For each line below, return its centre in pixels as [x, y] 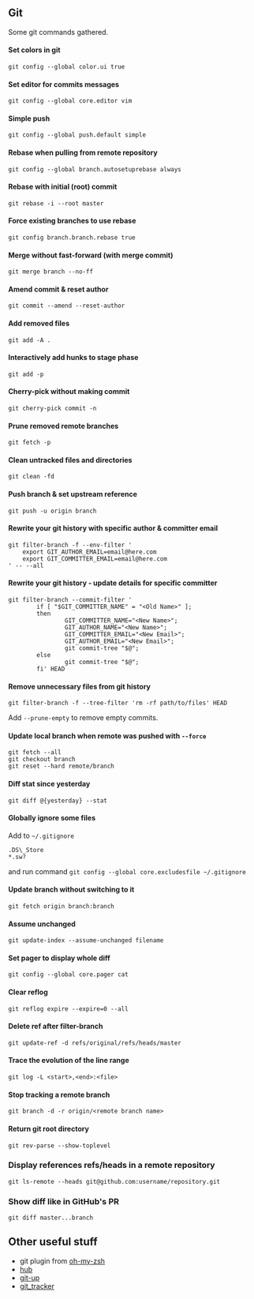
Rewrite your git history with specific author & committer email [113, 528]
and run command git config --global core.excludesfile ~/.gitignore [127, 871]
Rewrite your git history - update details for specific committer [113, 583]
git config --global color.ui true [67, 67]
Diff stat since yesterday [49, 784]
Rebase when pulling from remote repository [83, 152]
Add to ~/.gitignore [41, 835]
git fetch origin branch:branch [61, 907]
